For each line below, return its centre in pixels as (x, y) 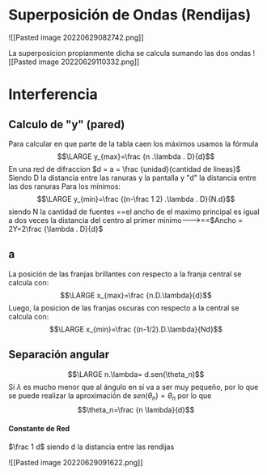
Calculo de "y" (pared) (67, 124)
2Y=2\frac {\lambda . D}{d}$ (56, 229)
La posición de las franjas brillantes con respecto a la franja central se (125, 274)
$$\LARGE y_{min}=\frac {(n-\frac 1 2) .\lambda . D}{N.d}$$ (136, 199)
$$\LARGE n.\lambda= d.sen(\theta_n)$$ (136, 374)
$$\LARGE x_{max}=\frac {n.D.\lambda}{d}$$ (136, 295)
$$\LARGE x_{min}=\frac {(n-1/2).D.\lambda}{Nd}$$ (136, 329)
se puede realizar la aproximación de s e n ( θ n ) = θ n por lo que (110, 396)
